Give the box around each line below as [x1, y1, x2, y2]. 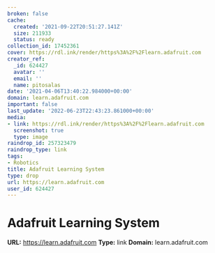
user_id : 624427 [7, 185, 54, 192]
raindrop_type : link [7, 146, 68, 153]
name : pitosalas [13, 82, 61, 89]
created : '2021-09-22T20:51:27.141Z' [13, 23, 124, 30]
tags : [7, 153, 23, 160]
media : [7, 114, 27, 121]
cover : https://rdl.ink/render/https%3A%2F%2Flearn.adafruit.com [7, 49, 201, 56]
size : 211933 [13, 29, 52, 37]
